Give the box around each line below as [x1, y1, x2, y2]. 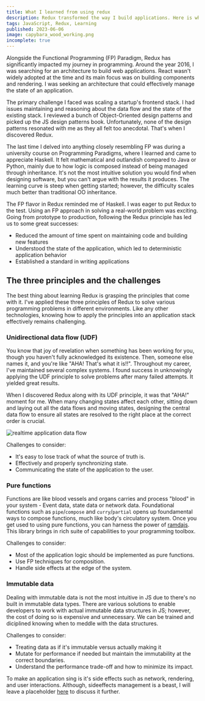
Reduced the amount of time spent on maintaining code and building [15, 232, 188, 239]
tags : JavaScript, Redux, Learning [6, 20, 97, 26]
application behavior [15, 252, 67, 258]
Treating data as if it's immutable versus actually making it [15, 643, 162, 651]
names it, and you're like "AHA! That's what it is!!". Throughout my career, [6, 360, 191, 367]
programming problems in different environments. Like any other [6, 304, 169, 312]
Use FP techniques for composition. [15, 558, 106, 565]
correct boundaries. [15, 656, 65, 664]
